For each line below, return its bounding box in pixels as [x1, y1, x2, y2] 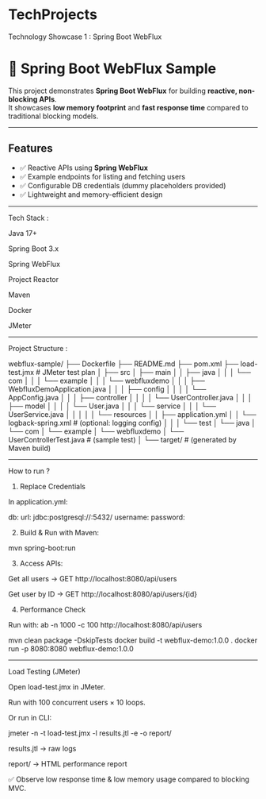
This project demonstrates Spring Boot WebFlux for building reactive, [8, 86, 237, 95]
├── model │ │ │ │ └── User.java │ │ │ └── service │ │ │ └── [8, 401, 216, 411]
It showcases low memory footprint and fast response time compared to [8, 102, 249, 112]
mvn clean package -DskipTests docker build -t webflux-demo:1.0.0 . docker [8, 635, 258, 645]
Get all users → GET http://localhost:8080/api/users [8, 573, 177, 583]
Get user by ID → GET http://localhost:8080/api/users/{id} [8, 589, 198, 599]
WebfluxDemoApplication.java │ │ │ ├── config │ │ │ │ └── [8, 384, 207, 394]
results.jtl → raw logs [8, 743, 77, 753]
